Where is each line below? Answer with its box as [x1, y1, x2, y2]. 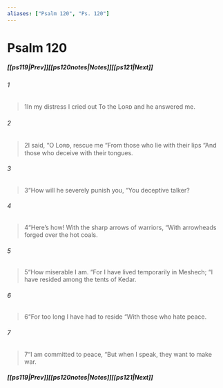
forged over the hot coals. [23, 231, 98, 239]
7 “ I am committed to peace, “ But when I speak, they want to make [23, 350, 213, 358]
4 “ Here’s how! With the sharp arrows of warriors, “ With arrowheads [23, 223, 217, 231]
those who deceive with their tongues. [23, 148, 133, 157]
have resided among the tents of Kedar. [23, 275, 137, 284]
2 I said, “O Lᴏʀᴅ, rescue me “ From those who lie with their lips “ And [23, 141, 217, 149]
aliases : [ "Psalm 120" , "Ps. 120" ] [7, 10, 110, 17]
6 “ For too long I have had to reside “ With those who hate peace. [23, 312, 207, 321]
